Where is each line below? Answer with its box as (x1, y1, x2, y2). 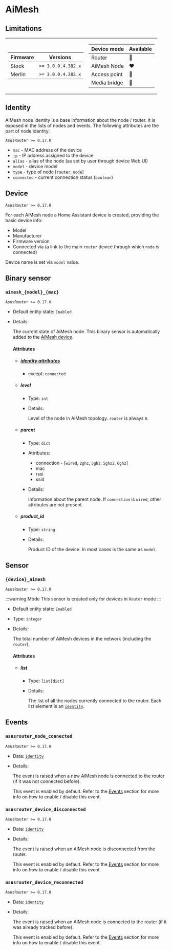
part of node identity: (5, 127, 50, 134)
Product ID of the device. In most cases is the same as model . (28, 546, 157, 552)
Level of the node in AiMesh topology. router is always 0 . (28, 415, 149, 421)
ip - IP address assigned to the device (12, 152, 94, 158)
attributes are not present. (28, 501, 83, 507)
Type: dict (28, 440, 51, 446)
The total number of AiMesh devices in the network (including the (12, 636, 152, 642)
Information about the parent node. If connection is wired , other (28, 496, 161, 502)
